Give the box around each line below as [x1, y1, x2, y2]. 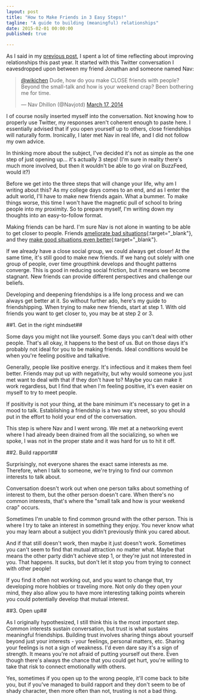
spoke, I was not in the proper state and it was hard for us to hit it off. [6, 437, 176, 445]
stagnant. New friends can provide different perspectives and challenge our [6, 273, 193, 280]
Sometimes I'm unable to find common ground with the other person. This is [6, 516, 193, 523]
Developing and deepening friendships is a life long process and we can [6, 291, 184, 298]
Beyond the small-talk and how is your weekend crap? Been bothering [20, 83, 194, 90]
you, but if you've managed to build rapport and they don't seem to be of [6, 681, 186, 688]
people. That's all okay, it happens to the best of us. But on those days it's [6, 340, 188, 347]
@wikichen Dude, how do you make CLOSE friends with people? [20, 77, 180, 84]
